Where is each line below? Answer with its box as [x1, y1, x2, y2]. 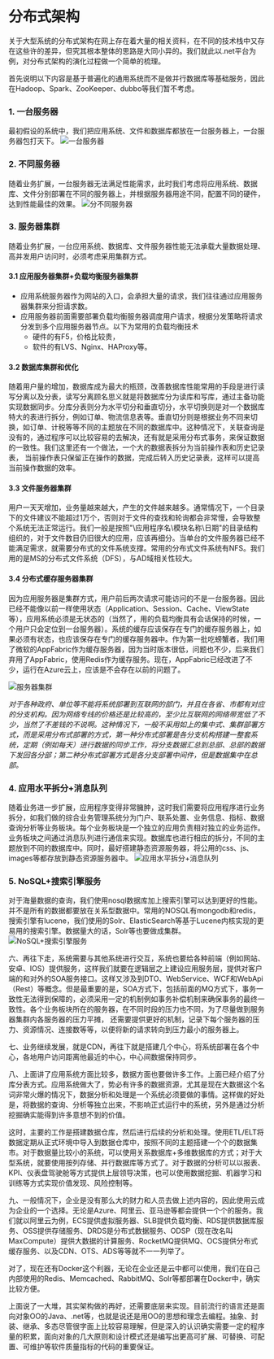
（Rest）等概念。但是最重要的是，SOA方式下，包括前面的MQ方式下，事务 [8, 984, 257, 994]
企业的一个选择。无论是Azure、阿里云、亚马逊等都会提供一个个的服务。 [15, 1205, 256, 1216]
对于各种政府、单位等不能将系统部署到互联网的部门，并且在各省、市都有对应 [8, 699, 265, 708]
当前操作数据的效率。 [8, 463, 80, 473]
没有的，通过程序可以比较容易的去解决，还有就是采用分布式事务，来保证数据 [8, 433, 265, 442]
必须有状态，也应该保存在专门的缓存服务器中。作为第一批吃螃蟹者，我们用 [15, 634, 265, 643]
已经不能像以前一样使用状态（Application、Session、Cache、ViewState [8, 603, 250, 613]
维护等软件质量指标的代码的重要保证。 [29, 1342, 159, 1352]
